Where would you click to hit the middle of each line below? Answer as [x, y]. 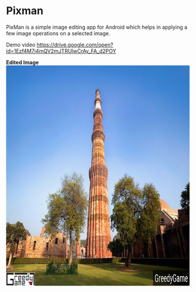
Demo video [21, 45]
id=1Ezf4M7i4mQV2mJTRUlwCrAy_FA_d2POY [61, 51]
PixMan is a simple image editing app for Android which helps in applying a [97, 27]
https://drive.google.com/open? [75, 45]
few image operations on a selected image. [58, 33]
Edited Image [23, 62]
